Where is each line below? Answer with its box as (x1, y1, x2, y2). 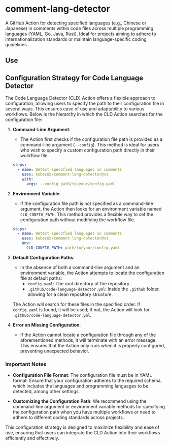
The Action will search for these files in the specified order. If (12, 301, 141, 307)
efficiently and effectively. (5, 435, 59, 441)
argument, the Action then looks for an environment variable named (20, 205, 162, 212)
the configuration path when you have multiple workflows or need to (12, 409, 156, 415)
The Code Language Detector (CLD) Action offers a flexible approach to (5, 95, 156, 101)
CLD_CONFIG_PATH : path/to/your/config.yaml (26, 245, 120, 251)
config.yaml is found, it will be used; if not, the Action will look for (12, 306, 150, 313)
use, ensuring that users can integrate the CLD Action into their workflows (5, 430, 160, 436)
